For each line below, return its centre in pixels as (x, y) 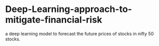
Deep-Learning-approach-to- (69, 9)
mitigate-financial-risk (54, 20)
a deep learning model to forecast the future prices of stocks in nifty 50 (79, 33)
